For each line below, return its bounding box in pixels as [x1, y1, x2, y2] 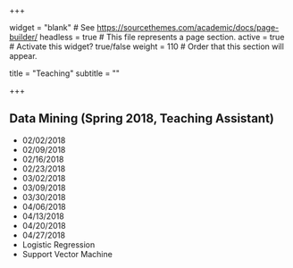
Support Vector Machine [21, 248, 113, 259]
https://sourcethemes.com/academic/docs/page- [96, 22, 280, 32]
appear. [9, 51, 38, 61]
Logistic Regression [21, 239, 96, 250]
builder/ [9, 32, 38, 42]
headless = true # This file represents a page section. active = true [39, 32, 285, 42]
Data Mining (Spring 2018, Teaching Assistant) [9, 111, 275, 126]
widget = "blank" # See [9, 22, 96, 32]
